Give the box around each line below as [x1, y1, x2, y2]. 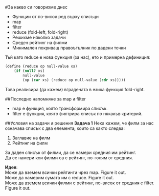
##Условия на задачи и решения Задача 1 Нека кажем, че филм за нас [5, 120, 154, 126]
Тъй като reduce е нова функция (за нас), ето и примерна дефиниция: [5, 54, 151, 60]
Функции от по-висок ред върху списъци [12, 14, 99, 19]
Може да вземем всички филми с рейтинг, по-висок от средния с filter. [5, 180, 155, 186]
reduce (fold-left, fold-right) [12, 29, 68, 35]
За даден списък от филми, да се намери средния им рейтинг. [5, 149, 136, 155]
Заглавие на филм [12, 135, 50, 141]
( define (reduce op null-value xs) [5, 64, 78, 69]
